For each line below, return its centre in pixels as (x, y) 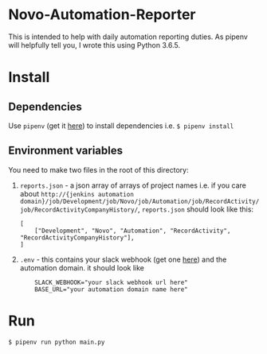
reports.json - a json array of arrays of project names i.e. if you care (133, 185)
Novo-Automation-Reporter (102, 15)
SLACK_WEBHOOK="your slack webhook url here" (112, 282)
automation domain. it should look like (82, 267)
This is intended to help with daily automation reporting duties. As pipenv (128, 37)
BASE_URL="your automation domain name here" (112, 289)
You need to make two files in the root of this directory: (98, 169)
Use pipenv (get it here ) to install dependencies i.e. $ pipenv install (121, 126)
